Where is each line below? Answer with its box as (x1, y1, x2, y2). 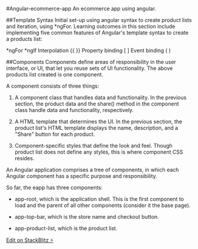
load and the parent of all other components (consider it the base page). (14, 202, 191, 209)
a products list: (6, 36, 43, 42)
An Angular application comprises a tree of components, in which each (6, 166, 179, 173)
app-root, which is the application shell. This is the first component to (14, 196, 184, 202)
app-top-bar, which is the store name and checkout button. (14, 213, 160, 220)
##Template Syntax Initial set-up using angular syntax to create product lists (6, 17, 192, 23)
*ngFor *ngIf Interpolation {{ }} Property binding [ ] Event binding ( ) (6, 47, 171, 54)
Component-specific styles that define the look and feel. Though (14, 142, 173, 149)
